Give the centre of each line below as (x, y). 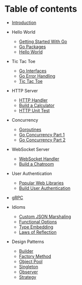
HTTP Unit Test (34, 110)
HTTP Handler (33, 100)
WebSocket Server (31, 149)
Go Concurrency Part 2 (42, 140)
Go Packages (32, 46)
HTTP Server (25, 90)
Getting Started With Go (43, 41)
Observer (28, 272)
